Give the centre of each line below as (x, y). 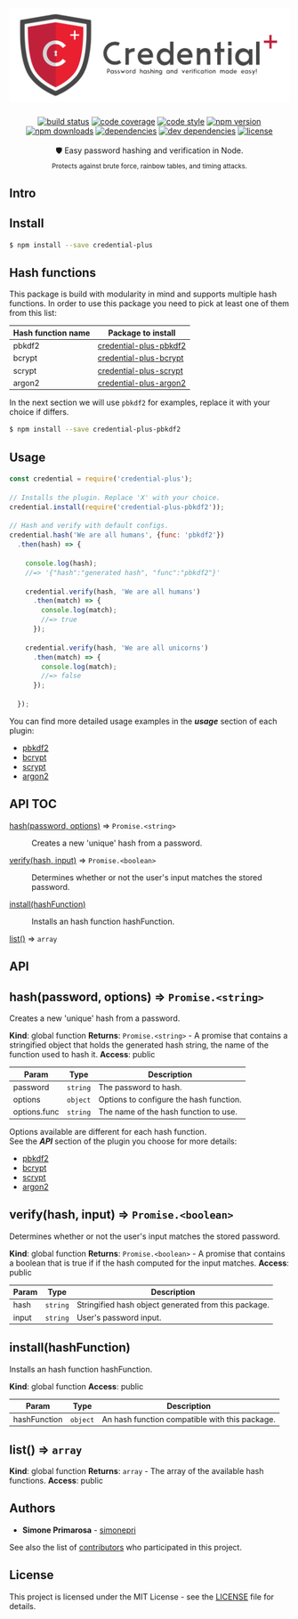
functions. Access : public (56, 1480)
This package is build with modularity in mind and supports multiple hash (143, 294)
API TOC (33, 804)
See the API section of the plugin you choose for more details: (123, 1141)
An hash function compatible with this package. (189, 1419)
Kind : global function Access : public (77, 1386)
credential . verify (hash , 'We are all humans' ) (113, 591)
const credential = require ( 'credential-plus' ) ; (101, 479)
